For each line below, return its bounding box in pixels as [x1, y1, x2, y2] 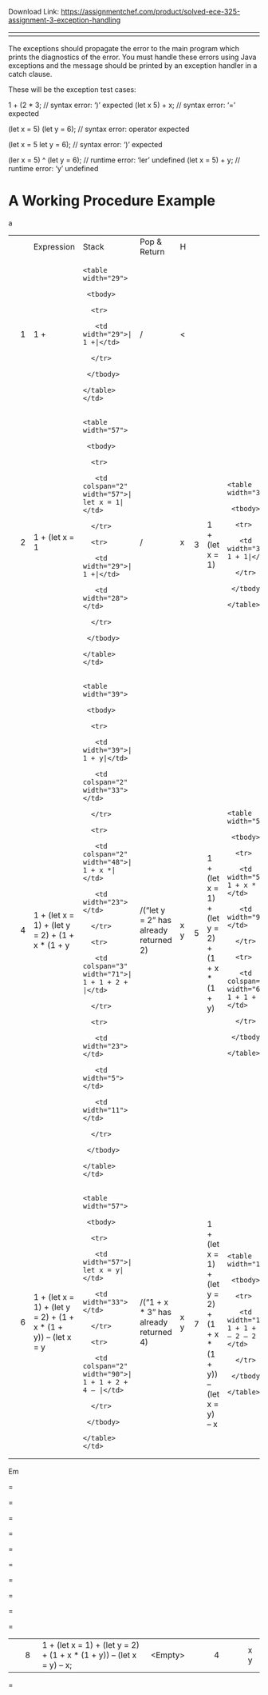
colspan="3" [82, 961, 128, 970]
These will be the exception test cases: [8, 85, 137, 94]
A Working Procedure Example [8, 192, 216, 210]
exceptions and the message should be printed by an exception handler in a [8, 61, 258, 70]
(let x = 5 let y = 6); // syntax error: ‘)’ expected [8, 140, 163, 149]
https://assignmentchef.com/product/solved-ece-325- [61, 7, 241, 16]
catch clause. [8, 70, 53, 78]
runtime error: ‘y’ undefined [8, 164, 99, 173]
